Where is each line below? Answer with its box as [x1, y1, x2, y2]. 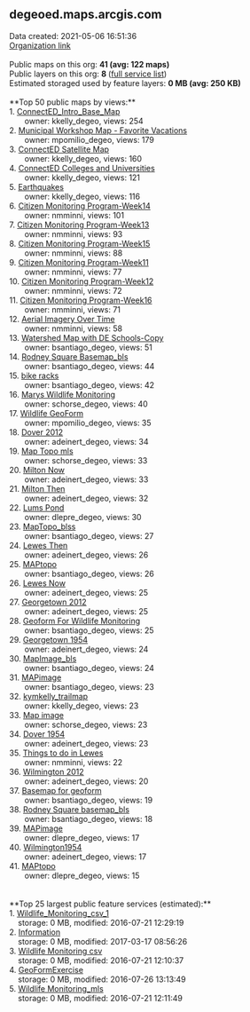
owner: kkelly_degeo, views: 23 [24, 700, 139, 711]
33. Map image [9, 709, 65, 720]
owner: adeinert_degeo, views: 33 [24, 474, 149, 485]
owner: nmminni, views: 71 [24, 304, 121, 314]
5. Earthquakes [9, 181, 65, 192]
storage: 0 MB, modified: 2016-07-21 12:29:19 [17, 917, 184, 928]
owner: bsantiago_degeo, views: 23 [24, 681, 155, 692]
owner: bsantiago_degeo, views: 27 [24, 530, 154, 541]
